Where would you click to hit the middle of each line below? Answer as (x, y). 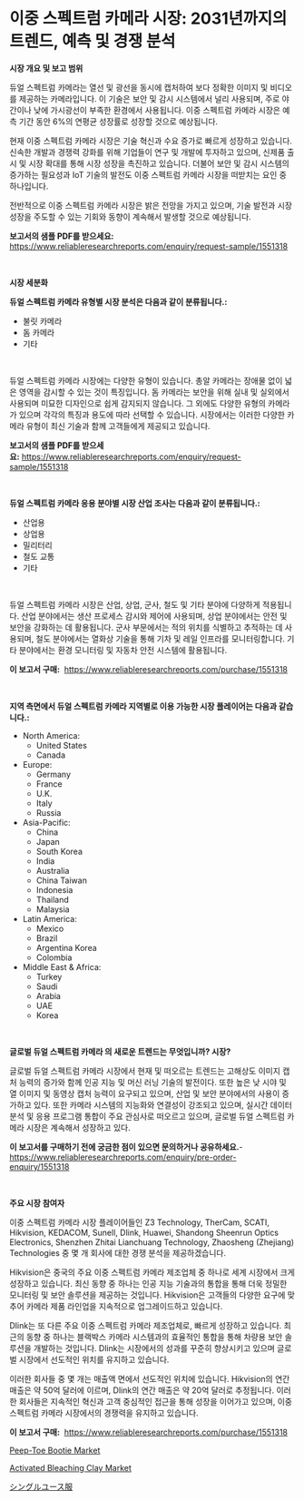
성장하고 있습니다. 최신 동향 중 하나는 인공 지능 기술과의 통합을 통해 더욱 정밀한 (148, 1283)
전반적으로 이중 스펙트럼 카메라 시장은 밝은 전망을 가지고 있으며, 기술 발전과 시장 (151, 205)
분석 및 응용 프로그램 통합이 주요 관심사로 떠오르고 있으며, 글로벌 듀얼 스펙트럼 (147, 1116)
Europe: (37, 764)
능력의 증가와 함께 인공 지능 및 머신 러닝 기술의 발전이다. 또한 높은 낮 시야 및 (153, 1082)
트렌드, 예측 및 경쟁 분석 (93, 41)
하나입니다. (29, 186)
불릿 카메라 (42, 321)
